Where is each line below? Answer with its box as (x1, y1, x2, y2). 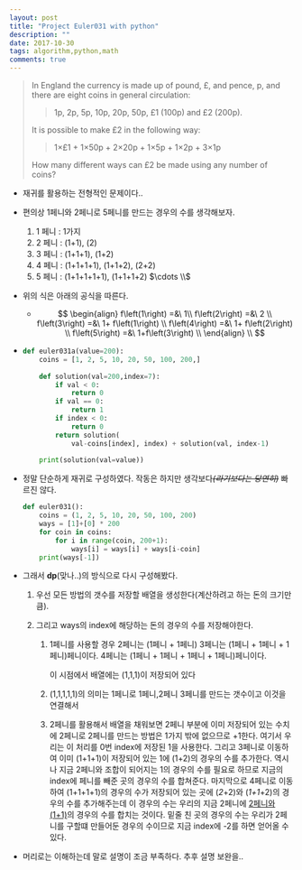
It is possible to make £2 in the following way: (31, 125, 201, 135)
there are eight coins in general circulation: (31, 89, 191, 100)
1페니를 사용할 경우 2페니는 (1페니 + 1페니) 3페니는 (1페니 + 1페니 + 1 (49, 639, 290, 650)
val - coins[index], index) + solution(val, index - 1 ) (70, 439, 270, 448)
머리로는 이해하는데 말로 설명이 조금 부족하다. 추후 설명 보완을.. (22, 851, 244, 862)
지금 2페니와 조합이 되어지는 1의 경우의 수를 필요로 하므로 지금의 (59, 764, 284, 775)
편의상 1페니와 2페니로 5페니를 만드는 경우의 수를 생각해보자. (22, 207, 235, 217)
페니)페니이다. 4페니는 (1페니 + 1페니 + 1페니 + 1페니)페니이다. (49, 651, 268, 662)
